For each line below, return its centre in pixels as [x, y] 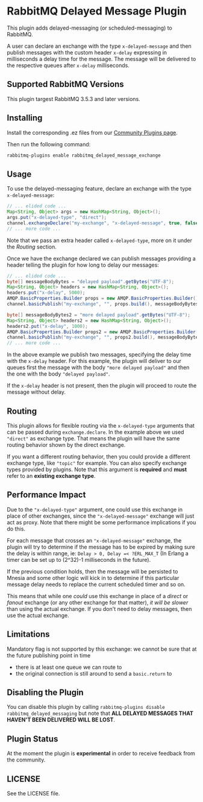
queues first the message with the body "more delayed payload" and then [98, 368]
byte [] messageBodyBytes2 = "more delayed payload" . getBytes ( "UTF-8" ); [98, 315]
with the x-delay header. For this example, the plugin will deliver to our [94, 361]
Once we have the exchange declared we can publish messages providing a [101, 258]
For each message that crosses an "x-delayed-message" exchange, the [94, 540]
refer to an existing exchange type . [51, 475]
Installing [25, 118]
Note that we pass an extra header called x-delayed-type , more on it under [99, 240]
